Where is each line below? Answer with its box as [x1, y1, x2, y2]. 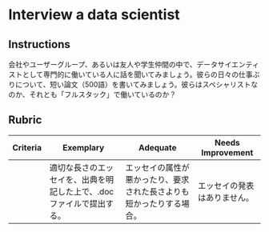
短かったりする [125, 198, 182, 209]
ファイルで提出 [49, 198, 106, 209]
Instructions [8, 38, 70, 51]
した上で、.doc [57, 186, 114, 197]
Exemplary [62, 142, 105, 153]
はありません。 [197, 192, 255, 203]
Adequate [139, 142, 178, 153]
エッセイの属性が [125, 162, 190, 173]
